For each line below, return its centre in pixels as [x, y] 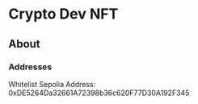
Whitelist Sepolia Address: [52, 84]
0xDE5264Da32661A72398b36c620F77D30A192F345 [99, 93]
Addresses [30, 67]
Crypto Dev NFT [63, 14]
